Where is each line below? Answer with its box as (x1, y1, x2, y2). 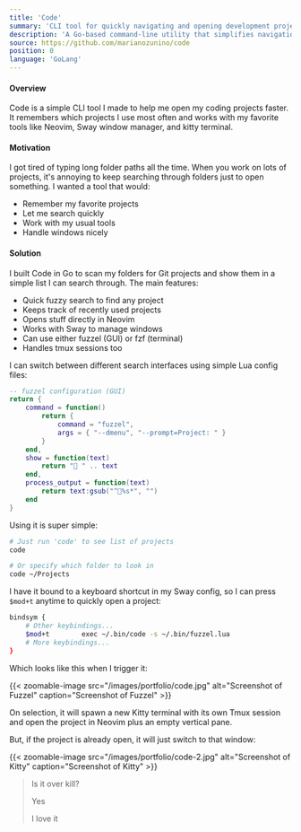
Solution (9, 248, 42, 258)
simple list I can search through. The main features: (9, 277, 199, 288)
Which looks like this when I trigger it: (9, 662, 148, 673)
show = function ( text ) (25, 453, 110, 462)
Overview (9, 83, 47, 93)
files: (9, 369, 28, 380)
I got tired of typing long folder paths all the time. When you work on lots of (9, 162, 287, 173)
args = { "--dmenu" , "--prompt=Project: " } (56, 428, 227, 437)
